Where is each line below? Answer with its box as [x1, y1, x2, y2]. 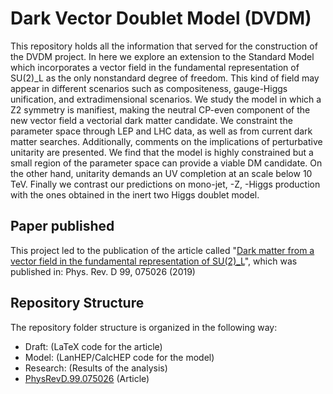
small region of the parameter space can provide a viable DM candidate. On [10, 157, 323, 169]
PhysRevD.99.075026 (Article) [24, 372, 150, 384]
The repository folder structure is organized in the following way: [10, 321, 278, 333]
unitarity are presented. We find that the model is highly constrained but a [10, 146, 314, 158]
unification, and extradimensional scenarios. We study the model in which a [10, 93, 322, 105]
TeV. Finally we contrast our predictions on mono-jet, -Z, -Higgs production [10, 178, 321, 190]
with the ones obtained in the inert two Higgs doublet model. [10, 188, 260, 201]
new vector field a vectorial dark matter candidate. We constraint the [10, 114, 293, 126]
